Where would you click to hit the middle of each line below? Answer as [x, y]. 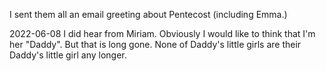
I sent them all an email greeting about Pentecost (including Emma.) [148, 14]
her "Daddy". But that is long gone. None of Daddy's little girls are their [155, 44]
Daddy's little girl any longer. [68, 55]
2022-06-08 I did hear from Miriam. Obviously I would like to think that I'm [162, 33]
